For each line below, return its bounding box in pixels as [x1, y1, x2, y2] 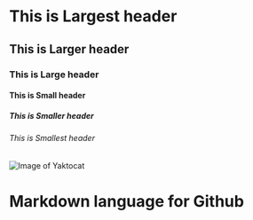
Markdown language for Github [9, 191, 244, 211]
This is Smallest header [9, 133, 96, 144]
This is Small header [9, 90, 86, 101]
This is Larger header [9, 42, 130, 57]
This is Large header [9, 68, 99, 81]
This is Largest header [9, 6, 178, 27]
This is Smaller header [9, 110, 95, 121]
